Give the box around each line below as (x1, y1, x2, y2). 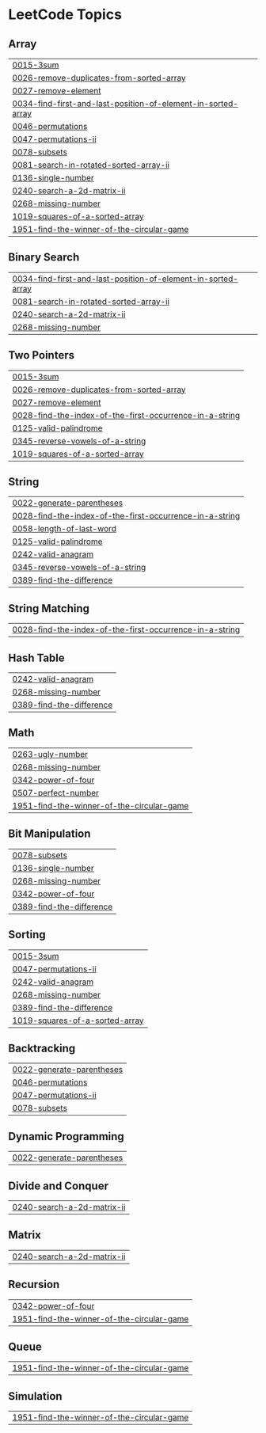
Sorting (8, 928, 46, 941)
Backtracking (8, 1041, 76, 1055)
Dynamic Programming (8, 1130, 124, 1143)
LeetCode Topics (8, 6, 123, 24)
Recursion (8, 1278, 60, 1291)
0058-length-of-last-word (12, 523, 117, 534)
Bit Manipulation (8, 827, 91, 841)
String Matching (8, 602, 89, 615)
